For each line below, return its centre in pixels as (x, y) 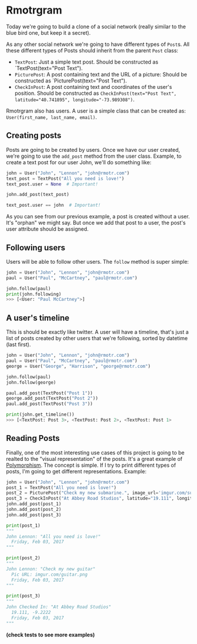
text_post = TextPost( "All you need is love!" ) (65, 178)
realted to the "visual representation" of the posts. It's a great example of (94, 459)
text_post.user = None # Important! (52, 184)
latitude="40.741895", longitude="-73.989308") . (74, 99)
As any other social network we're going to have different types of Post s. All (98, 44)
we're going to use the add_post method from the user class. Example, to (94, 156)
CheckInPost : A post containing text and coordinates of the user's (93, 87)
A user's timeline (38, 318)
